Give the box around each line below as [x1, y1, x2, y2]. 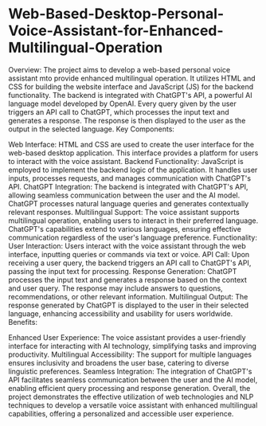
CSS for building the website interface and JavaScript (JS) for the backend [8, 81, 254, 92]
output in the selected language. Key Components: [8, 124, 175, 134]
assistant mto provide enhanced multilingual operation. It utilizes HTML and [8, 73, 256, 83]
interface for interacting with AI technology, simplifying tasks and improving [8, 341, 257, 350]
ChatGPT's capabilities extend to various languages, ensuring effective [8, 224, 241, 233]
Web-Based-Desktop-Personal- [8, 5, 225, 23]
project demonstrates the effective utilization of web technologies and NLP [8, 392, 254, 401]
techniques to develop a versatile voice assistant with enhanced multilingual [8, 400, 258, 410]
